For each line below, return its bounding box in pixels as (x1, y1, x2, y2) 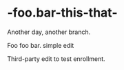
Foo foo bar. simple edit (7, 41, 74, 49)
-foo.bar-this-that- (7, 5, 118, 21)
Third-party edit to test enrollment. (7, 54, 105, 63)
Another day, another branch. (7, 28, 91, 36)
